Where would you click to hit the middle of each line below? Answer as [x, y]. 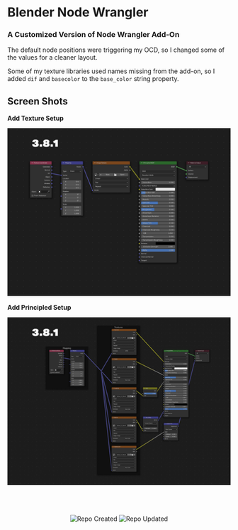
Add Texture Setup [35, 119]
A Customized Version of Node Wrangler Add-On [93, 35]
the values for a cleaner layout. [52, 58]
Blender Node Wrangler [78, 12]
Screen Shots [38, 101]
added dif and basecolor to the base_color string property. [93, 79]
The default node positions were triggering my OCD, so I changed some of [116, 50]
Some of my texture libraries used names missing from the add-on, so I [111, 71]
